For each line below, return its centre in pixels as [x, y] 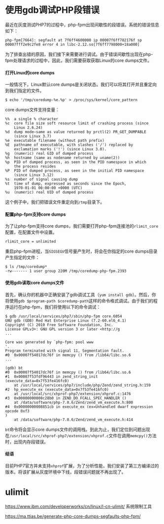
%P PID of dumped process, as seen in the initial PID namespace [75, 171]
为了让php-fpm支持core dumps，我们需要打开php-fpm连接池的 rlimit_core [82, 226]
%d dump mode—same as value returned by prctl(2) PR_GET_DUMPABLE [76, 132]
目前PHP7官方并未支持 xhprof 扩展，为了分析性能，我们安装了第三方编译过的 [82, 465]
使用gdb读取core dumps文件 [35, 282]
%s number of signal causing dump [42, 180]
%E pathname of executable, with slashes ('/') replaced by [69, 145]
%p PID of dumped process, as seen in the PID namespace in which [76, 162]
